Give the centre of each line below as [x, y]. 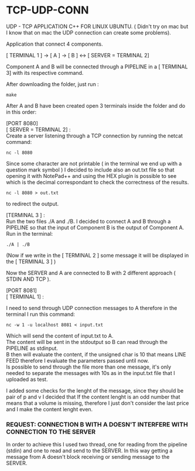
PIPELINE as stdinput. [32, 348]
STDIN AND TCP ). [28, 279]
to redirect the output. [32, 204]
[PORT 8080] [22, 123]
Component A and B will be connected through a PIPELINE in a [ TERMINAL [97, 66]
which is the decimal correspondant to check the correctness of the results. [97, 182]
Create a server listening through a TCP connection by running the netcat [95, 136]
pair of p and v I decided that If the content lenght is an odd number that [93, 397]
